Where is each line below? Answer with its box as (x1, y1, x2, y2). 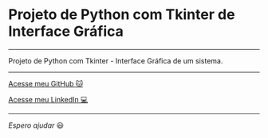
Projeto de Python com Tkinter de (8, 6, 235, 24)
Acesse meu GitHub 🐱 (8, 79, 84, 88)
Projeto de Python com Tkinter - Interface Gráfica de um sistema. (8, 56, 223, 65)
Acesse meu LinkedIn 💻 (8, 94, 89, 104)
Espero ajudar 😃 (8, 121, 65, 130)
